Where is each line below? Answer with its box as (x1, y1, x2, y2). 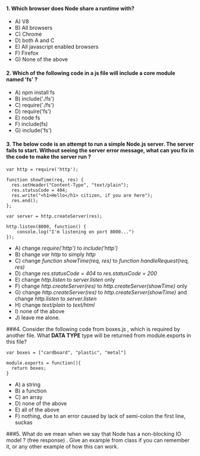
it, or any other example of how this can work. (6, 443, 119, 450)
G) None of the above (14, 56, 68, 63)
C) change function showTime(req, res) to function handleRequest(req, (14, 257, 189, 264)
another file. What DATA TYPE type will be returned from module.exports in (6, 332, 192, 339)
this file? (6, 338, 27, 345)
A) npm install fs (14, 89, 55, 96)
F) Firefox (14, 49, 39, 56)
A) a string (14, 380, 40, 388)
